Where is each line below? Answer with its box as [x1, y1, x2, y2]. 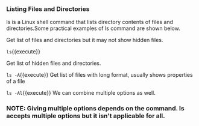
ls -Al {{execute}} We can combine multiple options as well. [6, 89, 156, 97]
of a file [6, 77, 25, 85]
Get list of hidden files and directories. [6, 59, 101, 67]
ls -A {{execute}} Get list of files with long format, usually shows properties [6, 71, 193, 79]
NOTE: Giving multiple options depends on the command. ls [6, 104, 185, 113]
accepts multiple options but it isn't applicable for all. [6, 112, 166, 120]
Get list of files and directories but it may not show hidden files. [6, 37, 163, 44]
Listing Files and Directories [6, 5, 90, 13]
